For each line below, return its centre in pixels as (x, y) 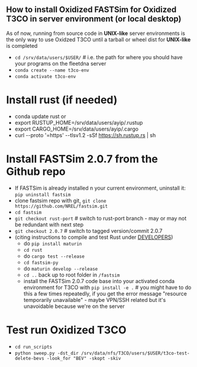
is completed (22, 46)
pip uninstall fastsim (43, 194)
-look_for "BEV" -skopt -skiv (84, 358)
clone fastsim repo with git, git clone (60, 200)
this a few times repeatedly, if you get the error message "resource (105, 293)
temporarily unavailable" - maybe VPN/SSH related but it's (95, 300)
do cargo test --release (54, 256)
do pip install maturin (53, 243)
